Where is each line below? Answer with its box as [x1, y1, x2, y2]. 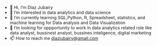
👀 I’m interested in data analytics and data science [9, 10, 111, 15]
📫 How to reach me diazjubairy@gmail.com [9, 35, 98, 41]
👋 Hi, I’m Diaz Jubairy [9, 5, 53, 10]
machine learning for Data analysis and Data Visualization [9, 20, 126, 25]
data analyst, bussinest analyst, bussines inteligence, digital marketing [9, 30, 152, 35]
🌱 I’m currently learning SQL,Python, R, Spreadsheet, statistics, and [9, 15, 145, 20]
